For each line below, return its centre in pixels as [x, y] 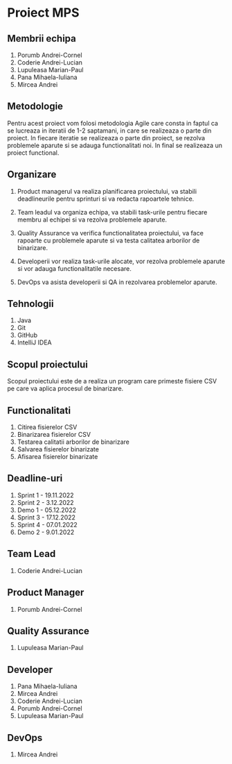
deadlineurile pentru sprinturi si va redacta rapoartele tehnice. [106, 199]
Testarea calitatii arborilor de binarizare [73, 442]
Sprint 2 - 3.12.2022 [45, 502]
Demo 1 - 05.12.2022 [46, 510]
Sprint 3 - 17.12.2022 [46, 517]
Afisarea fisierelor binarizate [57, 457]
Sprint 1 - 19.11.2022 [45, 495]
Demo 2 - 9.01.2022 [46, 532]
